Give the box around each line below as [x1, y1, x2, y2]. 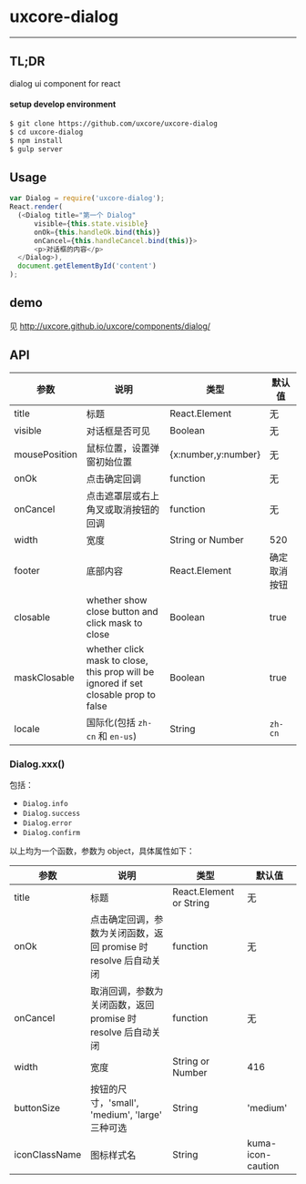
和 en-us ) [97, 730, 138, 742]
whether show [86, 594, 148, 607]
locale [14, 722, 40, 735]
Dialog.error [22, 818, 73, 828]
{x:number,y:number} [169, 448, 261, 461]
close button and [86, 605, 158, 618]
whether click [86, 642, 145, 655]
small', [110, 1096, 139, 1108]
